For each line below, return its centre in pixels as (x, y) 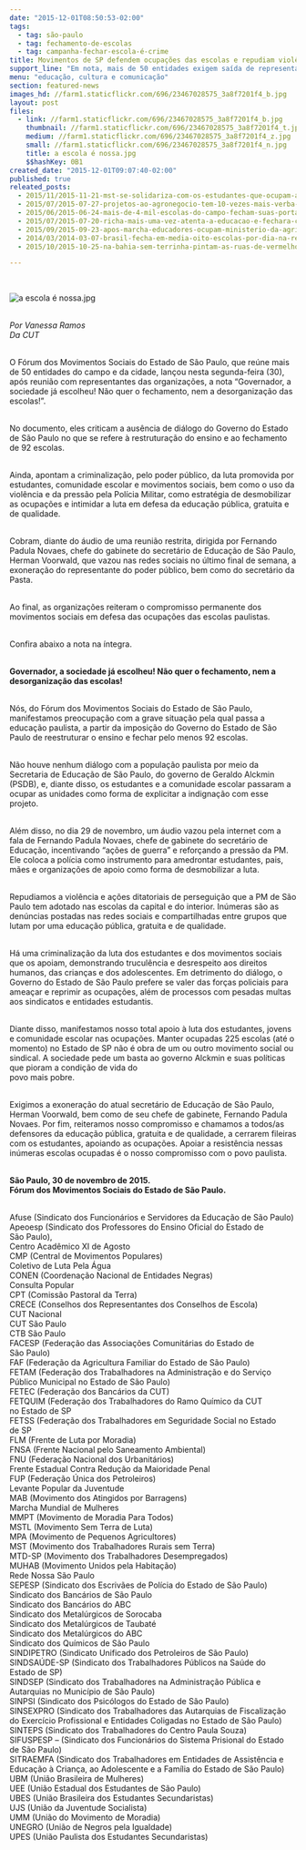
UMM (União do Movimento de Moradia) (85, 1817)
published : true (40, 179)
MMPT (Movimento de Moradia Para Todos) (92, 1518)
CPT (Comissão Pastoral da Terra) (74, 1295)
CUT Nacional (36, 1314)
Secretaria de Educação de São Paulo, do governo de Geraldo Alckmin (142, 774)
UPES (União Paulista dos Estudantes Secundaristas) (109, 1837)
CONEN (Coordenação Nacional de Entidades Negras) (112, 1275)
